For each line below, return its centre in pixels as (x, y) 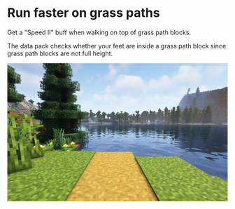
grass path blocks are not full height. (60, 53)
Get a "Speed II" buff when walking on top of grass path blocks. (99, 32)
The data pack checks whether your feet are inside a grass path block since (117, 46)
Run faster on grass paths (84, 13)
